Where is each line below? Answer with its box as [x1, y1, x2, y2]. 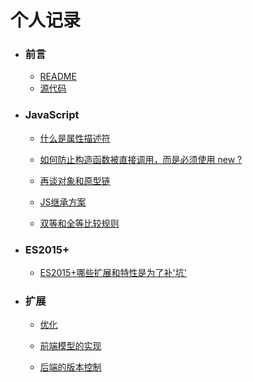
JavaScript [24, 108, 80, 122]
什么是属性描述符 [39, 132, 111, 144]
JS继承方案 [39, 196, 87, 208]
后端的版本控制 [39, 361, 102, 373]
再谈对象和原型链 [39, 174, 111, 186]
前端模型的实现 [39, 340, 102, 352]
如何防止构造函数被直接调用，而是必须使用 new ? [39, 153, 243, 165]
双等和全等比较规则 [39, 217, 120, 229]
